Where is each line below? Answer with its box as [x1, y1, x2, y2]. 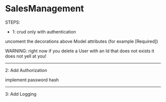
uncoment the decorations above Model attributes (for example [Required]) [5, 38, 158, 44]
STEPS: [5, 19, 21, 25]
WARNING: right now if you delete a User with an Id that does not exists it [5, 48, 155, 54]
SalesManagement [5, 3, 84, 14]
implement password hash [5, 77, 59, 83]
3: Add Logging [5, 91, 37, 97]
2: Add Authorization [5, 67, 47, 73]
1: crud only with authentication [12, 29, 77, 34]
